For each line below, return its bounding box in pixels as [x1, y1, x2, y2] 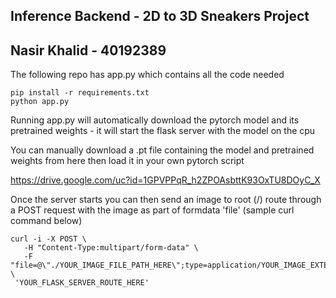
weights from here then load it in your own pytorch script [10, 155, 245, 167]
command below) [10, 215, 83, 227]
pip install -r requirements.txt [10, 88, 150, 98]
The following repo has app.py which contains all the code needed [10, 69, 285, 81]
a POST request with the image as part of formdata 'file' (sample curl [10, 204, 295, 216]
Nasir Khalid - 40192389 [10, 42, 167, 59]
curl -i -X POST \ [10, 234, 87, 244]
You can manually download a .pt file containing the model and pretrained [10, 144, 315, 156]
